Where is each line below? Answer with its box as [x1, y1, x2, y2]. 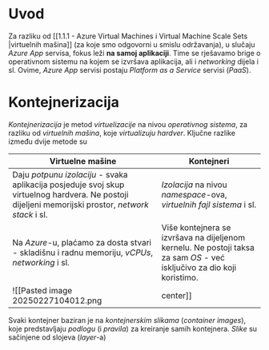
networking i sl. [12, 257, 70, 268]
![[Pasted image [12, 284, 73, 296]
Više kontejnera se [161, 221, 231, 233]
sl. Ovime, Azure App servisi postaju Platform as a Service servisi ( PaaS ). [8, 65, 251, 74]
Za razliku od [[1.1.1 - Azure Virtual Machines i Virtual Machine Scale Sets [8, 31, 248, 41]
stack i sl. [12, 209, 48, 220]
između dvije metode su [8, 137, 88, 146]
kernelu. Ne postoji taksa [161, 241, 255, 253]
